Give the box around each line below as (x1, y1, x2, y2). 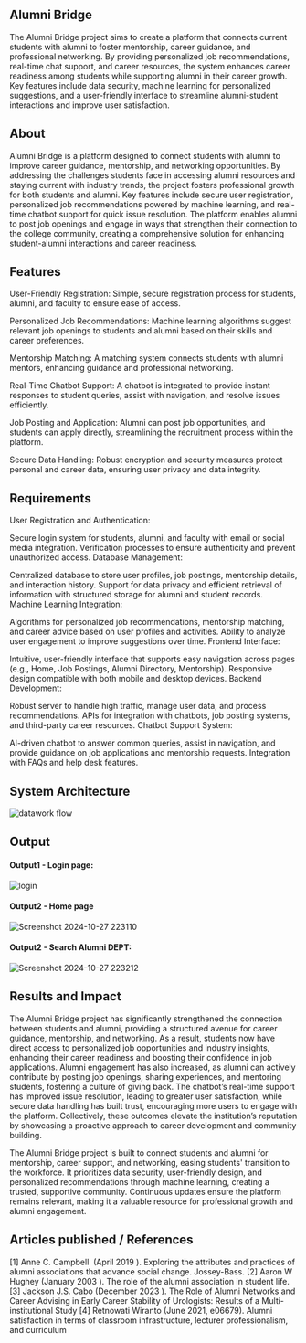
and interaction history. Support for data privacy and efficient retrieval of (9, 579, 283, 590)
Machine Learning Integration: (9, 598, 123, 610)
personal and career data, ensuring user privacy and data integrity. (9, 464, 261, 475)
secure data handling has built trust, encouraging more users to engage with (9, 1100, 298, 1111)
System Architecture (9, 783, 131, 798)
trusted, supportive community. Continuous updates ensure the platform (9, 1186, 281, 1197)
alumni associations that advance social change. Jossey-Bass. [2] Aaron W (9, 1265, 293, 1277)
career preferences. (9, 335, 85, 346)
